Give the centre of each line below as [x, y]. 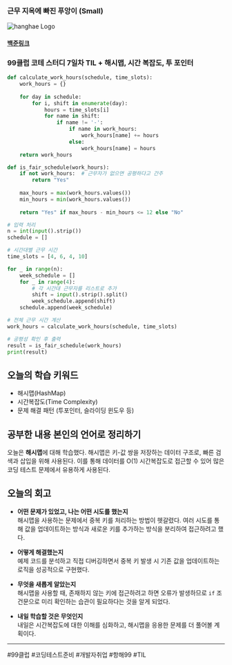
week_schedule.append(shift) [74, 301]
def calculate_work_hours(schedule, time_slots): [80, 78]
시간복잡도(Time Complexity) [57, 402]
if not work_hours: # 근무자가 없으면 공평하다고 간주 [91, 174]
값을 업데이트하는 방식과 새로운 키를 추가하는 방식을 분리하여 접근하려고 [120, 529]
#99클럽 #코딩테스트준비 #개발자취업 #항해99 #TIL [77, 655]
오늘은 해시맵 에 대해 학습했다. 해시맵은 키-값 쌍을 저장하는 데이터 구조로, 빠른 [110, 453]
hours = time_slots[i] [77, 110]
